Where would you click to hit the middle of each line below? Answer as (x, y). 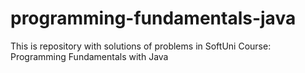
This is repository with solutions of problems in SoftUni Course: (141, 46)
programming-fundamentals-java (153, 18)
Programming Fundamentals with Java (89, 56)
